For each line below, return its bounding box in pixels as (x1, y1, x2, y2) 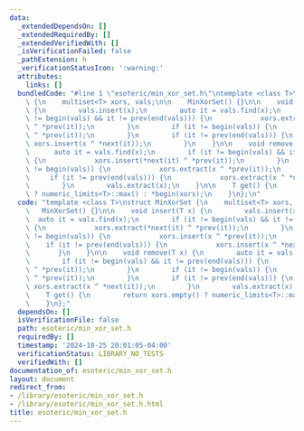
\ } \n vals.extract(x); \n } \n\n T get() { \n (25, 182, 278, 191)
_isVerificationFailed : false (17, 47, 131, 56)
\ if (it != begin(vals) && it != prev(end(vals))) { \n (25, 257, 270, 267)
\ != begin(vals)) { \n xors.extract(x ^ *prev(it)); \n (25, 164, 281, 173)
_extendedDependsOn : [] (17, 22, 107, 31)
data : (9, 13, 30, 23)
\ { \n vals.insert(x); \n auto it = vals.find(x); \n (25, 106, 281, 115)
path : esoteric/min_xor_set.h (17, 324, 131, 333)
